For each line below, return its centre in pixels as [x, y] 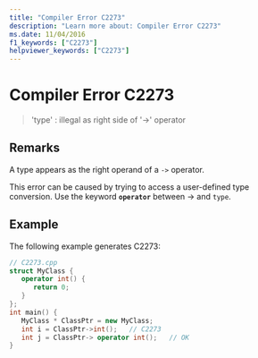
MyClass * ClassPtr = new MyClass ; [87, 320]
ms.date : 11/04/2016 [48, 34]
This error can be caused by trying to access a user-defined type [129, 187]
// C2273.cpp [33, 262]
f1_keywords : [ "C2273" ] [54, 43]
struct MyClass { [42, 271]
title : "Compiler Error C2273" [67, 17]
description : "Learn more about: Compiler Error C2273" [115, 26]
